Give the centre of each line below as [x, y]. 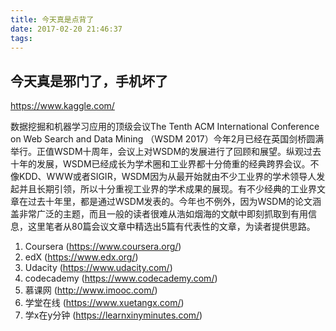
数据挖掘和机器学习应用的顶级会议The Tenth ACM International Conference [165, 127]
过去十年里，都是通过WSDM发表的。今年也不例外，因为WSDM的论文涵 [174, 202]
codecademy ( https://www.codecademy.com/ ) [121, 278]
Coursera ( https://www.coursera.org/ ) [103, 247]
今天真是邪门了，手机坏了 [89, 81]
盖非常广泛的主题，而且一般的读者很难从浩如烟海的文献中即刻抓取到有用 [159, 214]
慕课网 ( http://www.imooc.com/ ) [91, 290]
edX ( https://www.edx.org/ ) [81, 257]
